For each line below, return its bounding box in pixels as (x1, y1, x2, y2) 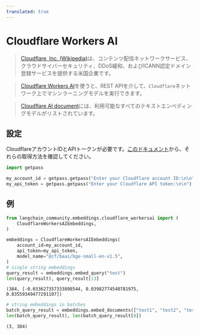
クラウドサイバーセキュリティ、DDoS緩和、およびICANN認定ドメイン (20, 62, 191, 69)
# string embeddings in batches (6, 302, 86, 308)
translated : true (6, 8, 49, 15)
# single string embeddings (6, 264, 76, 270)
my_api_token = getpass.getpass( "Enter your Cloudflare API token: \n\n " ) (6, 181, 192, 187)
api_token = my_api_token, (17, 248, 78, 254)
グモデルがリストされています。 (20, 109, 98, 116)
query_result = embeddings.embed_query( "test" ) (6, 270, 126, 276)
